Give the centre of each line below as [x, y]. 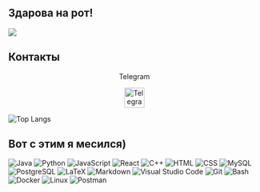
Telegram [134, 76]
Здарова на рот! [51, 13]
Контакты [34, 57]
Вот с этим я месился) [67, 144]
